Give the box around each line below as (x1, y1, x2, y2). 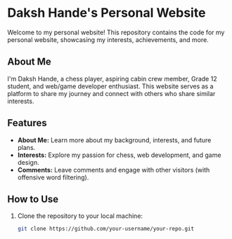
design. (17, 158, 40, 166)
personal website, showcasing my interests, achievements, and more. (7, 35, 209, 43)
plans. (17, 143, 36, 151)
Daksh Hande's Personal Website (7, 5, 206, 21)
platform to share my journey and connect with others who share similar (7, 89, 216, 97)
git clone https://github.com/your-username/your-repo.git (17, 226, 195, 233)
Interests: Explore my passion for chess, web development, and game (17, 151, 221, 159)
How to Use (7, 193, 59, 205)
